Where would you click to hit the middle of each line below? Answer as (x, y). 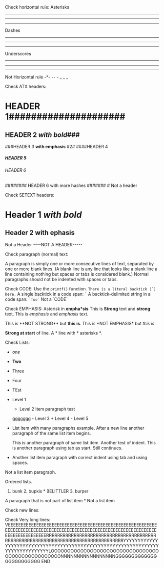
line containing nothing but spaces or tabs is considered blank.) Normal (77, 274)
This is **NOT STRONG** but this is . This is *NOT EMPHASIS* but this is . (81, 323)
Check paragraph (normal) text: (37, 254)
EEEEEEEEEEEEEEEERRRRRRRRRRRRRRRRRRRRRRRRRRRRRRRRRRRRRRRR (81, 535)
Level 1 (19, 399)
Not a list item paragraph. (31, 472)
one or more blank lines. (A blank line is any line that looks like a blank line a (81, 269)
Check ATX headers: (26, 86)
